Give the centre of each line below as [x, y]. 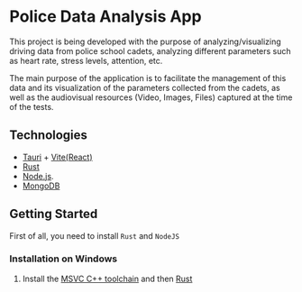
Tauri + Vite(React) [57, 157]
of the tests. [32, 106]
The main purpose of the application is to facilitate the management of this [148, 78]
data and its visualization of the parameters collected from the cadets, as [145, 87]
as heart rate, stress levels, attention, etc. [86, 60]
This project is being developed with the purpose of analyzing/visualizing [145, 41]
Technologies [49, 136]
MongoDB [41, 186]
